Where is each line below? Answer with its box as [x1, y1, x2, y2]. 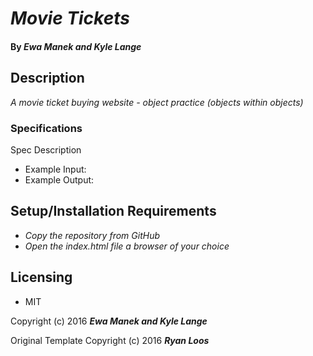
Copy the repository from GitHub [24, 229, 160, 241]
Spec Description [10, 143, 82, 156]
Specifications [10, 121, 83, 135]
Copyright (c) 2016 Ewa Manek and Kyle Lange [10, 315, 208, 327]
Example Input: [24, 163, 87, 175]
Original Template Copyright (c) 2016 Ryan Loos [10, 334, 210, 346]
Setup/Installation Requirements [10, 203, 217, 220]
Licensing [10, 269, 73, 286]
